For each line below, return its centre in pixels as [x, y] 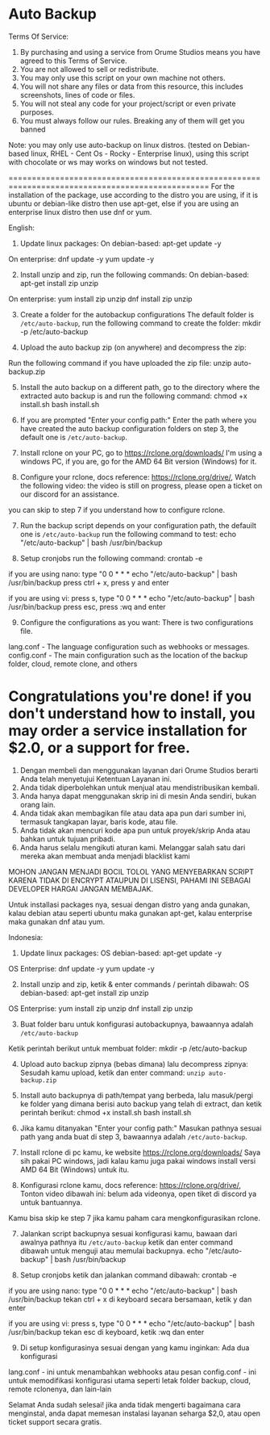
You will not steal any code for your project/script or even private [128, 103]
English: [21, 228]
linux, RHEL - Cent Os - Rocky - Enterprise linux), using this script [140, 153]
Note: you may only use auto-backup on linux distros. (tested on [115, 145]
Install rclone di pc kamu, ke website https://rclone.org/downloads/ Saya [140, 1152]
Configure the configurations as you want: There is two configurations [137, 622]
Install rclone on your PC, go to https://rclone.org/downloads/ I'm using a [141, 452]
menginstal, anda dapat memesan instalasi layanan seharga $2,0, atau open [134, 1413]
